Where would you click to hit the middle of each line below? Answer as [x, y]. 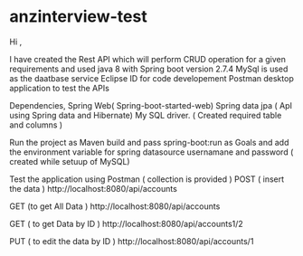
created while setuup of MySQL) [70, 161]
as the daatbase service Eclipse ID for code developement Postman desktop [151, 78]
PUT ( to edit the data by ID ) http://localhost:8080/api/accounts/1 [132, 241]
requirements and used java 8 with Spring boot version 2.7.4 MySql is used [149, 69]
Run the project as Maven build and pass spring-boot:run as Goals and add [149, 142]
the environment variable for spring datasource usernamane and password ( [151, 152]
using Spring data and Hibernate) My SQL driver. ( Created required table [146, 115]
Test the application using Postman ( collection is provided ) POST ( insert [147, 179]
